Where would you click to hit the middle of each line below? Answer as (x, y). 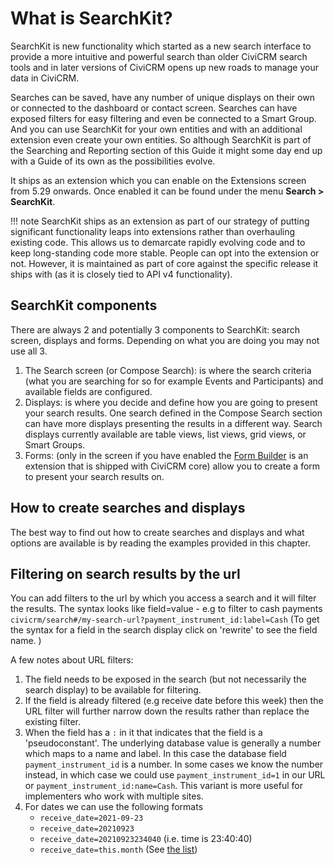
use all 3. (29, 351)
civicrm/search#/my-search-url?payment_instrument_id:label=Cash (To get (165, 619)
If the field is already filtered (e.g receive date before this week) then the (174, 701)
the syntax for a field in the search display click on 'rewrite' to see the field (164, 630)
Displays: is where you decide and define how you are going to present (171, 402)
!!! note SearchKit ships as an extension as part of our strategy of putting (160, 221)
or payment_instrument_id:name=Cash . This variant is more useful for (164, 786)
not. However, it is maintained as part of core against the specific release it (164, 263)
